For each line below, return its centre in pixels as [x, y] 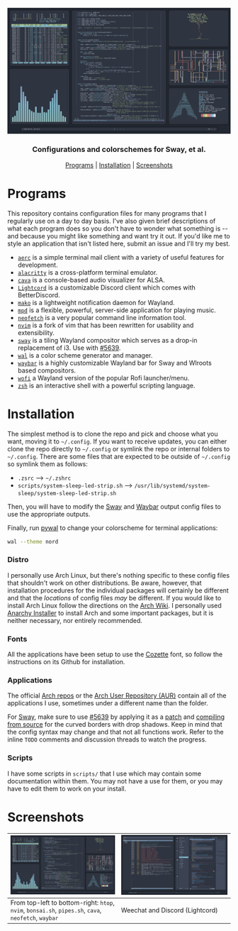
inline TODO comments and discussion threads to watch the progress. [107, 739]
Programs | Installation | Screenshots [119, 165]
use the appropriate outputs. [49, 514]
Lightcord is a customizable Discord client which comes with [107, 287]
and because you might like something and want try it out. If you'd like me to [119, 236]
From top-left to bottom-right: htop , [62, 903]
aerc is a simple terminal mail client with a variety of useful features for [121, 257]
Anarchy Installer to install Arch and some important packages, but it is [110, 613]
